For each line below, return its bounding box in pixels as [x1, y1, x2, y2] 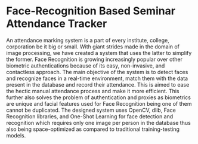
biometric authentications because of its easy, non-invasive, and [6, 62, 165, 69]
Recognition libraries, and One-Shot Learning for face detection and [6, 112, 174, 120]
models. [6, 131, 26, 139]
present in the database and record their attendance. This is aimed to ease [6, 81, 190, 88]
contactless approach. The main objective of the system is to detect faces [6, 68, 188, 75]
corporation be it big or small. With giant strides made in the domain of [6, 43, 180, 50]
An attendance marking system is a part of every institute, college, [6, 36, 170, 44]
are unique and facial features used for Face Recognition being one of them [6, 100, 192, 107]
